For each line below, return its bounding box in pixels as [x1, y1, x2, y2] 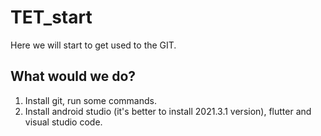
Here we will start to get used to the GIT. [10, 39, 177, 51]
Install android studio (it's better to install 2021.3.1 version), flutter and [24, 105, 312, 117]
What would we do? [10, 68, 137, 85]
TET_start [10, 6, 93, 29]
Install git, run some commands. [24, 94, 157, 106]
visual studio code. [24, 116, 103, 128]
